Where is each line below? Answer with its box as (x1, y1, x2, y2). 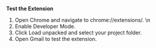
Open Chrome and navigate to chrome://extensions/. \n (14, 17, 151, 23)
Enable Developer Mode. (14, 23, 76, 30)
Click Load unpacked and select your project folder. (14, 29, 142, 36)
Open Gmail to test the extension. (14, 36, 97, 42)
